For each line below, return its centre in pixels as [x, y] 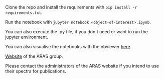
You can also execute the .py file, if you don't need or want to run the [76, 32]
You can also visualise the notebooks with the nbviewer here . [68, 46]
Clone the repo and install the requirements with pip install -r [71, 7]
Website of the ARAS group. [34, 56]
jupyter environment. [27, 37]
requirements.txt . [24, 12]
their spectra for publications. [36, 71]
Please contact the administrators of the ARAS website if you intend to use [82, 66]
